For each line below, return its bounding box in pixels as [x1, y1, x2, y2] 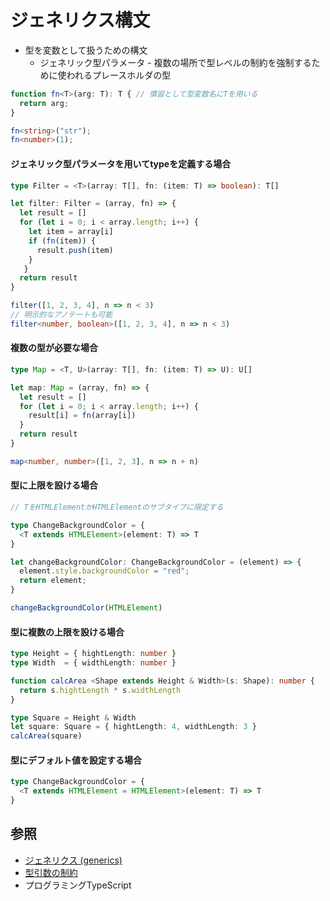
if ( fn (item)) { [28, 236, 97, 246]
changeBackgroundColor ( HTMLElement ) [10, 603, 163, 613]
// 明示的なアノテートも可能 [10, 310, 113, 320]
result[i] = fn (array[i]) [28, 411, 137, 421]
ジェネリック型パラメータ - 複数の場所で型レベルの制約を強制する [39, 56, 312, 68]
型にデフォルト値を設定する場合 [10, 754, 142, 766]
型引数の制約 [24, 866, 78, 878]
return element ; [19, 576, 87, 586]
